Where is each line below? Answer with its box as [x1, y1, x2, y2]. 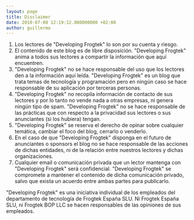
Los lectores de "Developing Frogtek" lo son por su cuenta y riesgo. [14, 41, 178, 48]
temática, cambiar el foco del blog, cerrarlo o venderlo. [14, 128, 148, 135]
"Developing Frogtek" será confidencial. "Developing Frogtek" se [14, 165, 171, 173]
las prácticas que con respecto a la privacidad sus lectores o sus [14, 109, 171, 116]
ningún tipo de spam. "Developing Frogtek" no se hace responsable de [14, 103, 186, 110]
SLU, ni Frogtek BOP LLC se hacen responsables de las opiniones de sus [6, 201, 181, 208]
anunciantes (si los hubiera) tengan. [14, 115, 101, 123]
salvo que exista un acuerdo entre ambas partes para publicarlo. [14, 178, 171, 185]
